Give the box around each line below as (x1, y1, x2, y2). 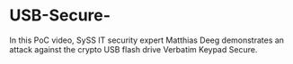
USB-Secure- (9, 5, 111, 26)
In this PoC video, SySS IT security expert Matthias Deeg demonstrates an (9, 35, 285, 45)
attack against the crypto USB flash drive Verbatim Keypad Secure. (9, 44, 258, 54)
